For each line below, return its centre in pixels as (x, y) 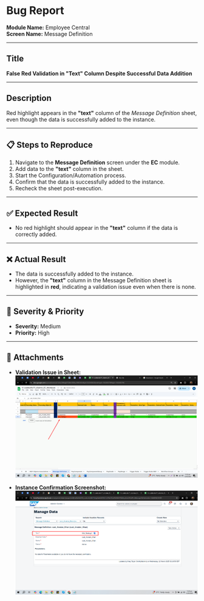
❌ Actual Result (36, 259)
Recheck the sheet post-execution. (59, 189)
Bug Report (36, 11)
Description (29, 98)
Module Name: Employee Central (48, 27)
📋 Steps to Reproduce (49, 144)
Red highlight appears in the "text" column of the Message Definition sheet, (102, 113)
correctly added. (36, 234)
